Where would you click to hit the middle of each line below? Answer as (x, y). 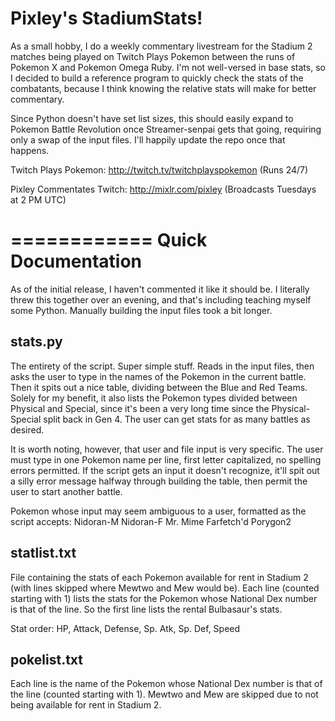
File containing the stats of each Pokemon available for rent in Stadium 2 (159, 577)
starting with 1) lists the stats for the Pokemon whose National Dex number (164, 598)
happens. (30, 150)
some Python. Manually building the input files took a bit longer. (141, 310)
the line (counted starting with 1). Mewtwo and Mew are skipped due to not (164, 694)
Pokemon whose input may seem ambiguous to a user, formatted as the (158, 511)
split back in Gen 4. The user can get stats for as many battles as (177, 419)
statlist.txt (43, 553)
